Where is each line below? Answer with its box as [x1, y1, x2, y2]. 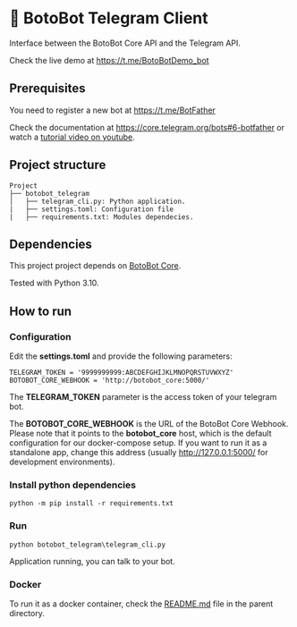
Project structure [9, 157, 106, 173]
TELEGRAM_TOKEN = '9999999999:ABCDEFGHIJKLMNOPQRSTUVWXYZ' [9, 369, 234, 377]
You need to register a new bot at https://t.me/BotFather [9, 105, 216, 115]
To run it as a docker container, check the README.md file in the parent [9, 598, 274, 609]
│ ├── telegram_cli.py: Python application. [9, 197, 186, 206]
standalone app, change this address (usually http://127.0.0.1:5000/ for [9, 447, 268, 458]
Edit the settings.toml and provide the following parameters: [9, 351, 233, 361]
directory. [9, 607, 45, 618]
